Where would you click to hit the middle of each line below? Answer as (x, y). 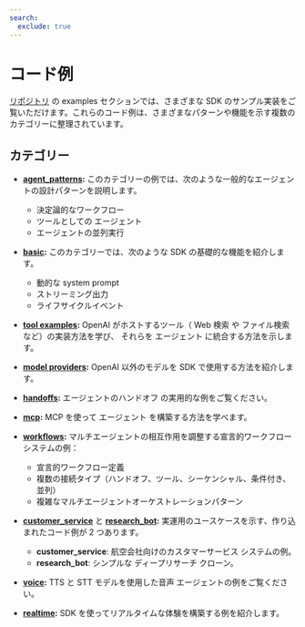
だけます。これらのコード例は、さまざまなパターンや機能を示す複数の (164, 113)
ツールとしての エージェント (89, 221)
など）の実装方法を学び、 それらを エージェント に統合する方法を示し (153, 336)
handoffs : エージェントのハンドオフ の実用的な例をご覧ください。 (147, 398)
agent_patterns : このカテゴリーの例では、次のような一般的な (138, 180)
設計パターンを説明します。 (90, 190)
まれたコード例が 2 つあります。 (83, 532)
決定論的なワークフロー (80, 210)
